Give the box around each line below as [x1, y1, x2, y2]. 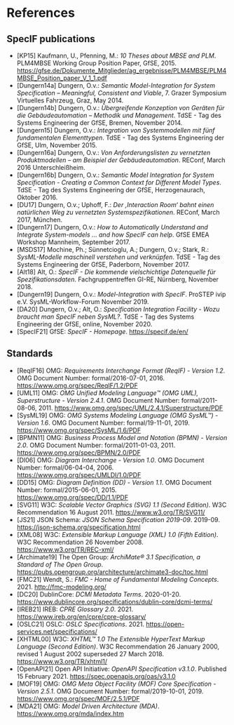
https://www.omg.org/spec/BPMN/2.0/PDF [16, 448, 141, 457]
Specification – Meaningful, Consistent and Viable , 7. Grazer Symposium [16, 89, 227, 97]
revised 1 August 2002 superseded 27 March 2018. [16, 649, 165, 658]
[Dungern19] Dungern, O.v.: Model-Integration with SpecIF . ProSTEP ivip [16, 290, 226, 298]
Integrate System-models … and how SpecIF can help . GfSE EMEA [16, 230, 209, 239]
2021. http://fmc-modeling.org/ [16, 583, 106, 591]
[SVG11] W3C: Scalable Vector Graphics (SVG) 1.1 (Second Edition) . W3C [16, 500, 227, 509]
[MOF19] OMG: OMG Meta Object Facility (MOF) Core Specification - [16, 679, 216, 688]
